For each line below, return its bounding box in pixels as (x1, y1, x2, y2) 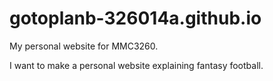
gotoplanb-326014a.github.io (9, 7, 262, 30)
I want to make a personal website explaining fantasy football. (9, 59, 264, 71)
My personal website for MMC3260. (9, 40, 159, 52)
